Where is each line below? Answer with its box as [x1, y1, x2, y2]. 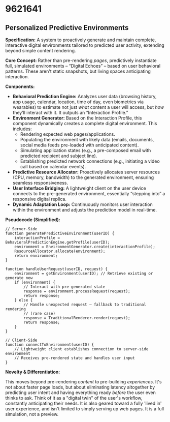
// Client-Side [5, 338, 38, 343]
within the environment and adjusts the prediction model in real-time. [12, 207, 157, 213]
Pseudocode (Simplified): [5, 217, 60, 223]
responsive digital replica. [12, 196, 67, 202]
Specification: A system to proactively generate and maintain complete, [5, 37, 156, 43]
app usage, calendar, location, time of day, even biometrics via [12, 99, 144, 105]
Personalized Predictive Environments [5, 23, 129, 32]
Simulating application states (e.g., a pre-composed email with [20, 147, 151, 153]
